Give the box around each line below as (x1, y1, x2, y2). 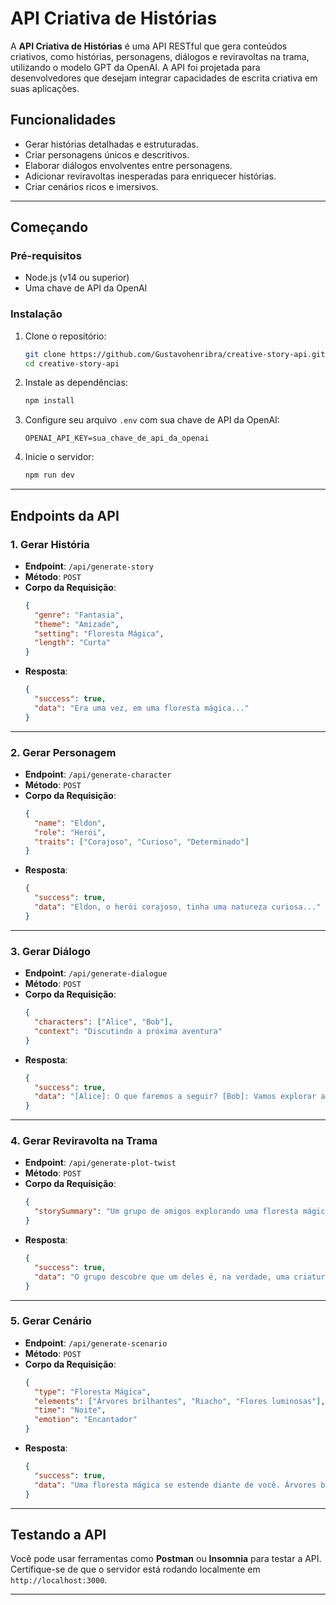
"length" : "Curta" (34, 638, 111, 648)
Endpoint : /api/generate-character (24, 768, 172, 780)
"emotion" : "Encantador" (34, 1415, 138, 1425)
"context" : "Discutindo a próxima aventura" (34, 1026, 223, 1036)
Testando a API (10, 1527, 107, 1543)
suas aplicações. (10, 82, 80, 94)
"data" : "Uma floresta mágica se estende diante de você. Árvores (34, 1480, 317, 1490)
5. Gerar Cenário (10, 1314, 92, 1328)
